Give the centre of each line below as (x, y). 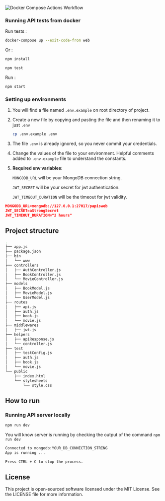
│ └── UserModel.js (28, 297)
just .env (21, 125)
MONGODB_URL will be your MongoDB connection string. (67, 178)
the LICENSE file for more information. (44, 495)
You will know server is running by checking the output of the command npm (83, 434)
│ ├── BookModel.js (28, 288)
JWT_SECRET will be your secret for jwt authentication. (66, 187)
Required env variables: (38, 168)
